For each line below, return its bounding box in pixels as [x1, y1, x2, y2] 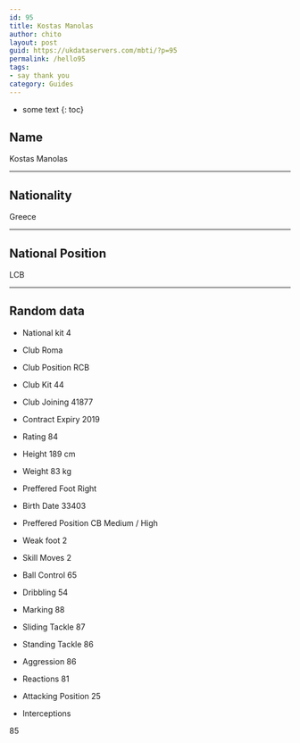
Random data [9, 304, 85, 319]
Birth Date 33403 [21, 500, 87, 511]
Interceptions [21, 707, 71, 719]
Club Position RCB [21, 362, 90, 372]
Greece [9, 212, 37, 222]
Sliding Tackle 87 [21, 622, 86, 632]
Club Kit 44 [21, 379, 64, 389]
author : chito [9, 29, 62, 38]
